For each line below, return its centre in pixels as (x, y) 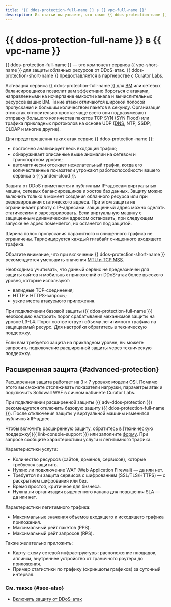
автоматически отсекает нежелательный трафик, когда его (77, 165)
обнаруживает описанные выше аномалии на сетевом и (74, 154)
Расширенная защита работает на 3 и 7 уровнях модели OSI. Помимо (81, 382)
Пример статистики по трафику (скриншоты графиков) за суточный (87, 569)
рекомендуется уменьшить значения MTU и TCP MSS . (65, 260)
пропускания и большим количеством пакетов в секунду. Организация (83, 107)
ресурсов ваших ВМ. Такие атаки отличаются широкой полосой (75, 102)
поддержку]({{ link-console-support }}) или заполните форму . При (77, 434)
